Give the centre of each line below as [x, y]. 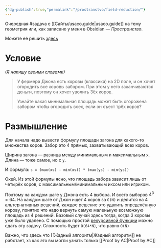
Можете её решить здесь [32, 38]
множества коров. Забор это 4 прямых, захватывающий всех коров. [77, 145]
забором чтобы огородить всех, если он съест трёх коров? [79, 107]
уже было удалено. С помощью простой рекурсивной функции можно [79, 220]
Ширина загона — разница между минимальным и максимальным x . [78, 155]
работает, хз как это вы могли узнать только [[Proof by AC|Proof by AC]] [80, 241]
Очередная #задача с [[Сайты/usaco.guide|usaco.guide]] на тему [73, 24]
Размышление [36, 126]
